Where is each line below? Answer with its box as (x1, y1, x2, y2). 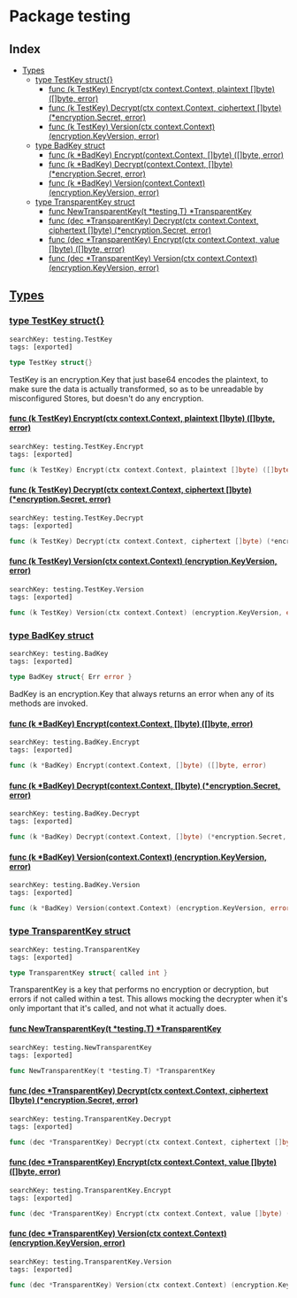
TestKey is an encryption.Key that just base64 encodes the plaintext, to (9, 374, 269, 384)
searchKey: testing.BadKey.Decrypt (9, 809, 141, 818)
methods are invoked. (9, 698, 88, 708)
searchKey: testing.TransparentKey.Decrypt (9, 1114, 172, 1124)
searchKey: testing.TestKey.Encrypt (9, 442, 144, 451)
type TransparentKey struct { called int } (9, 968, 168, 977)
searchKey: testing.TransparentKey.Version (9, 1257, 172, 1266)
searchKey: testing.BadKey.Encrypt (9, 738, 141, 747)
